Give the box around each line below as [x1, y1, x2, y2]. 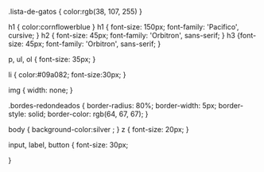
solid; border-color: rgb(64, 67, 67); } [27, 109, 149, 119]
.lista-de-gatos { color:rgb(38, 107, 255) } [8, 7, 143, 16]
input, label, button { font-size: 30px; [8, 140, 129, 150]
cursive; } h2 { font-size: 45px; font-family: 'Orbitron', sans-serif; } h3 [8, 31, 236, 40]
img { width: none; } [8, 85, 73, 95]
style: [8, 109, 26, 119]
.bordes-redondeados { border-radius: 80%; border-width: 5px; [8, 101, 217, 110]
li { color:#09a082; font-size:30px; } [8, 70, 126, 79]
